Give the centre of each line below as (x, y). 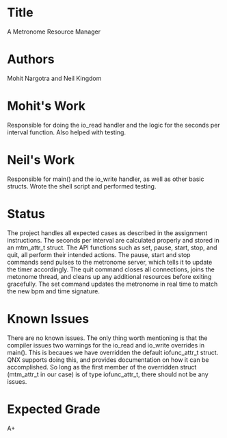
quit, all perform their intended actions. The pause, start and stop (99, 254)
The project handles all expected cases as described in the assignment (107, 233)
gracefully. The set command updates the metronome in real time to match (112, 284)
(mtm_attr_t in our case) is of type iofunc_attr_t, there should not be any (108, 374)
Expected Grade (54, 409)
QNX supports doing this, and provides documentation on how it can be (108, 360)
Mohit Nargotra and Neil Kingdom (54, 78)
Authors (31, 59)
